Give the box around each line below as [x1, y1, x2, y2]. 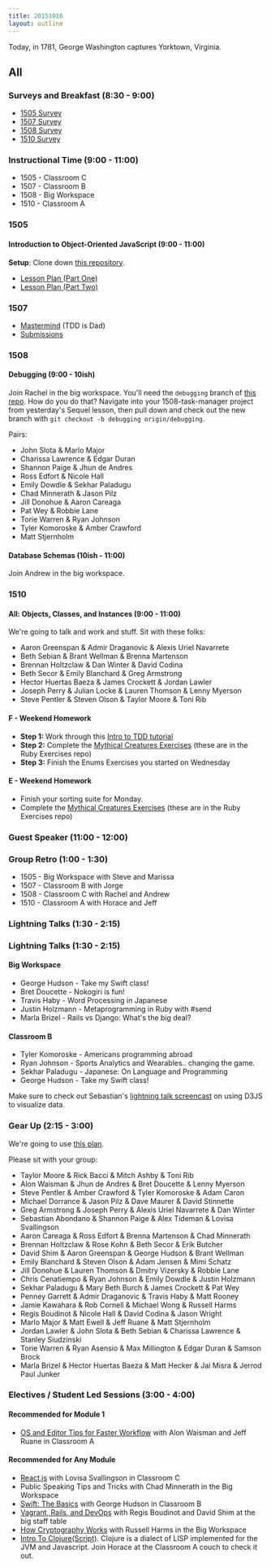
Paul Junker [19, 1368, 61, 1379]
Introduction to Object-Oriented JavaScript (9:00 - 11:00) [8, 239, 205, 249]
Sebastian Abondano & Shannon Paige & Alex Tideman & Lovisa [19, 1213, 234, 1223]
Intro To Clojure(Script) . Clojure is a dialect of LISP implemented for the [19, 1533, 258, 1543]
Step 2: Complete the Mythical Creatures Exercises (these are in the [19, 740, 249, 749]
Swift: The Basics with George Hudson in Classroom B [19, 1499, 202, 1508]
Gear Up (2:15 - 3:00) [8, 1120, 94, 1132]
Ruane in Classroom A [19, 1436, 95, 1446]
